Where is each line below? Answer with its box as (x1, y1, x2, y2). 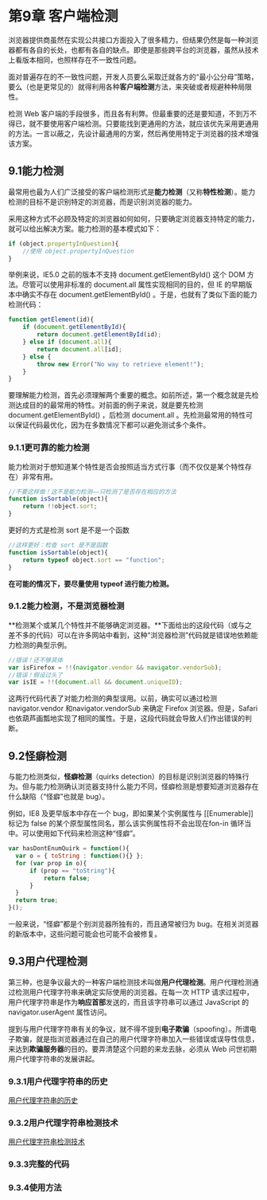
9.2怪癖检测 (8, 749, 68, 763)
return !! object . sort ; (22, 503, 98, 511)
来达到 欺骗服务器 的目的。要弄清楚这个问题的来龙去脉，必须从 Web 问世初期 (8, 1044, 257, 1053)
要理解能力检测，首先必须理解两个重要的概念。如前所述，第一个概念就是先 (8, 390, 252, 400)
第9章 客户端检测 (8, 7, 118, 25)
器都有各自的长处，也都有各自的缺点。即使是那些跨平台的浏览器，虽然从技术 (8, 45, 259, 54)
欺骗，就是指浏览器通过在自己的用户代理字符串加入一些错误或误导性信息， (14, 1033, 259, 1044)
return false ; (43, 874, 91, 882)
